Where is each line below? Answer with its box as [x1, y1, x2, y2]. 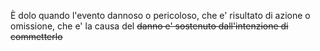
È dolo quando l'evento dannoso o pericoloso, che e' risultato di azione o [10, 10, 311, 21]
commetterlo [10, 31, 63, 42]
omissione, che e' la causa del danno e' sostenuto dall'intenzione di [10, 20, 289, 32]
